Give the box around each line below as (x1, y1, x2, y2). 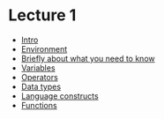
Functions (20, 100, 58, 110)
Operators (20, 71, 58, 82)
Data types (20, 81, 62, 92)
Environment (20, 43, 68, 54)
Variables (20, 63, 56, 73)
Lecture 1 (8, 5, 77, 26)
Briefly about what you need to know (20, 53, 155, 63)
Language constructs (20, 90, 99, 101)
